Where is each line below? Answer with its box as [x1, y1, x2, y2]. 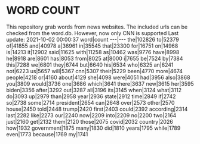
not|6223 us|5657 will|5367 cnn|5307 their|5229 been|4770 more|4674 [6, 67, 183, 74]
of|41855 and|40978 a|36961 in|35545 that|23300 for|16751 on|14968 [6, 42, 179, 49]
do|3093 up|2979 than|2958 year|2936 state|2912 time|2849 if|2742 [6, 93, 176, 100]
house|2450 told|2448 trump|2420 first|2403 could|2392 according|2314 [6, 105, 188, 112]
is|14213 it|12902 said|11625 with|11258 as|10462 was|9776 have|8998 [6, 48, 180, 55]
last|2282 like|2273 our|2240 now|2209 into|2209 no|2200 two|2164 [6, 111, 177, 119]
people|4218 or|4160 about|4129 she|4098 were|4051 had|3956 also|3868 [6, 74, 190, 81]
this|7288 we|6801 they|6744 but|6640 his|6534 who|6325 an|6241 [6, 61, 174, 68]
